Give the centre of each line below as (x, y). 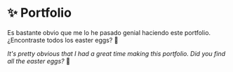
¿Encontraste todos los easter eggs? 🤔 (63, 40)
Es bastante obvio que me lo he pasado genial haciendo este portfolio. (109, 32)
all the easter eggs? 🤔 (39, 61)
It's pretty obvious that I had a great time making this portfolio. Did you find (116, 53)
